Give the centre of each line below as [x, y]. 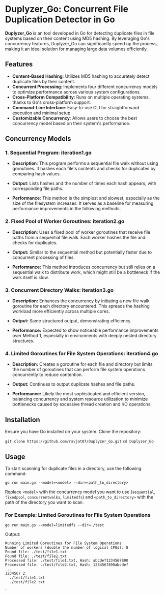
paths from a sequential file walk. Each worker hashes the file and [79, 237]
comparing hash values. [37, 174]
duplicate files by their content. [43, 81]
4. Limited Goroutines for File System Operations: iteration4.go [82, 353]
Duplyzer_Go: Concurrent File [67, 9]
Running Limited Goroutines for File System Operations [63, 543]
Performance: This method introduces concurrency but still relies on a [84, 267]
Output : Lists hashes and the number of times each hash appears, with [84, 184]
